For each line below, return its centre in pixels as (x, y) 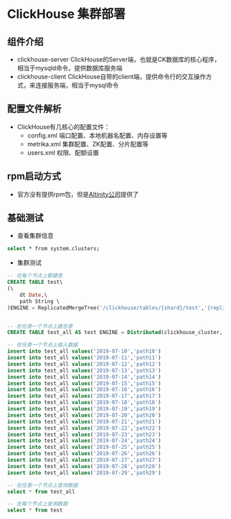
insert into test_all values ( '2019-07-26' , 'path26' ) (84, 454)
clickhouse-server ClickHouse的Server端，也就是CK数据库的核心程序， (119, 59)
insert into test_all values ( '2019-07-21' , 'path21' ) (84, 421)
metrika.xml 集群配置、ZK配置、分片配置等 (88, 144)
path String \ (40, 301)
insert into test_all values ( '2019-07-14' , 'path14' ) (84, 377)
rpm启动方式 (34, 176)
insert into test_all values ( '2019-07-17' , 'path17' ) (84, 396)
